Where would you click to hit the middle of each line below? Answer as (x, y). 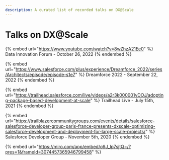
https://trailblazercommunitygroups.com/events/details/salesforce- (85, 121)
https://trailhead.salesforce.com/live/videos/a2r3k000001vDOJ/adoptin (90, 95)
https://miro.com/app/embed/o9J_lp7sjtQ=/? (85, 146)
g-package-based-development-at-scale (48, 100)
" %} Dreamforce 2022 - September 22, (116, 74)
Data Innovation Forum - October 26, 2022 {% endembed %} (68, 54)
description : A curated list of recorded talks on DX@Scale (70, 10)
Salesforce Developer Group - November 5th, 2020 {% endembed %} (77, 137)
